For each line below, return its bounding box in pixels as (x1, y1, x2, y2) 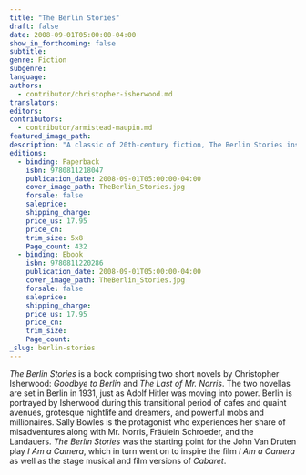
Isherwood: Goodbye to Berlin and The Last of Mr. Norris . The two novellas (9, 378, 291, 389)
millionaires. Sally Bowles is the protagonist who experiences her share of (9, 416, 287, 428)
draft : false (9, 22, 59, 31)
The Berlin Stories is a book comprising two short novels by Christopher (9, 368, 280, 379)
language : (9, 73, 47, 82)
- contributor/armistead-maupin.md (17, 124, 153, 133)
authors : (9, 81, 43, 90)
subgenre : (9, 65, 47, 74)
